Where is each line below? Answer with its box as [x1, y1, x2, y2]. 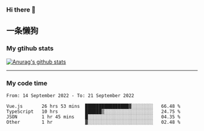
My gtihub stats [6, 44, 54, 53]
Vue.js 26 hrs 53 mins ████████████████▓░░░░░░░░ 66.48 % [6, 103, 181, 109]
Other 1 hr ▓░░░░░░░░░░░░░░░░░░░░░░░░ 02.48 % [6, 119, 181, 125]
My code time [6, 79, 47, 87]
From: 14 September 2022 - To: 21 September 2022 [6, 92, 135, 99]
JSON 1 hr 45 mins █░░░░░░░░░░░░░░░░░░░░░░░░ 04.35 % [6, 113, 181, 120]
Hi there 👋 [6, 5, 36, 14]
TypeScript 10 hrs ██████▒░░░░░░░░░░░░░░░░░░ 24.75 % [6, 109, 181, 115]
